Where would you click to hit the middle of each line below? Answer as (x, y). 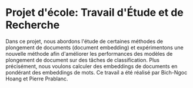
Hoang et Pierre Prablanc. (37, 79)
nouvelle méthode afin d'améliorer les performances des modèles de (89, 53)
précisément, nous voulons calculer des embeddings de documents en (91, 66)
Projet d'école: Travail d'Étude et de (94, 13)
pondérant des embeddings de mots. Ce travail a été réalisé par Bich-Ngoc (96, 72)
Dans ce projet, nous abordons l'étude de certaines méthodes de (84, 41)
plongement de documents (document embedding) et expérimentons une (94, 48)
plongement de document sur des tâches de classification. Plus (83, 60)
